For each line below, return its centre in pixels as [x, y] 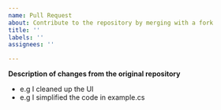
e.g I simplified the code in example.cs [82, 97]
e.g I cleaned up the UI [56, 89]
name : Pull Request [40, 15]
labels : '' [26, 37]
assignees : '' [32, 45]
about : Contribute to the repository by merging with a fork [111, 23]
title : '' [24, 30]
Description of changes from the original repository [94, 74]
